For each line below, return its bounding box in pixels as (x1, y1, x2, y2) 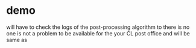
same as (6, 36, 27, 43)
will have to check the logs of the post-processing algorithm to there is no (6, 23, 190, 31)
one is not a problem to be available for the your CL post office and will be (6, 29, 190, 37)
